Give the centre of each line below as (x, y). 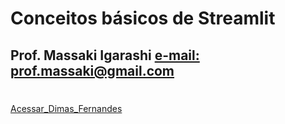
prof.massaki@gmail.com (92, 70)
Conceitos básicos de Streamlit (143, 18)
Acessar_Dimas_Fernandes (66, 108)
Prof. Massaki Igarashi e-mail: (105, 55)
